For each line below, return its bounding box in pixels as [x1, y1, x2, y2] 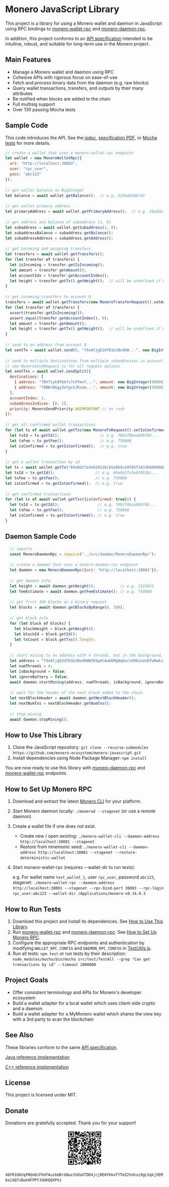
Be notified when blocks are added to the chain [12, 96, 111, 102]
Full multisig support [12, 101, 55, 107]
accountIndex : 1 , [10, 395, 46, 400]
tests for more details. [5, 140, 51, 146]
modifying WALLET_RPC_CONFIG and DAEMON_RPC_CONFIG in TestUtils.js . [12, 945, 152, 951]
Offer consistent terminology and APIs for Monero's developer [12, 989, 142, 995]
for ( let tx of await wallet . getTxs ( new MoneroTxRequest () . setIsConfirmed [5, 428, 165, 433]
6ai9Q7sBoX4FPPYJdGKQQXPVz [5, 1178, 62, 1183]
